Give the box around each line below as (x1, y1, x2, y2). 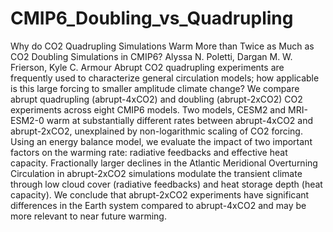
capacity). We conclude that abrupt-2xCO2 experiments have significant (10, 188, 310, 201)
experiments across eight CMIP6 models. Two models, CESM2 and (10, 103, 287, 116)
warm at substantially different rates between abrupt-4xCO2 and (46, 114, 314, 126)
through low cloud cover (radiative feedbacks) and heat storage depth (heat (10, 178, 323, 190)
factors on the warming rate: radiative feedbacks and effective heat (10, 146, 288, 158)
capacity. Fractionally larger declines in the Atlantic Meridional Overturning (10, 157, 318, 169)
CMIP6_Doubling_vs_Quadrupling (10, 7, 294, 30)
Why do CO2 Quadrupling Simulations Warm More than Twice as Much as (10, 40, 315, 52)
